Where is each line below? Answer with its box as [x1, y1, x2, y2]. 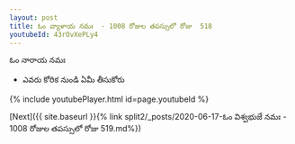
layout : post [9, 13, 58, 22]
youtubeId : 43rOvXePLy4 [9, 30, 99, 39]
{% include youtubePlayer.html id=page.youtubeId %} [9, 94, 210, 104]
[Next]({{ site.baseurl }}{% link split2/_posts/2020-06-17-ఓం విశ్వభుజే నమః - [9, 112, 287, 122]
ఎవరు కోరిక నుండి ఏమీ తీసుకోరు [22, 74, 125, 85]
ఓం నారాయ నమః [9, 55, 66, 66]
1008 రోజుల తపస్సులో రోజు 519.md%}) [9, 123, 142, 134]
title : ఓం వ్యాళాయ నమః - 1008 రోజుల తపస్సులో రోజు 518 [9, 22, 213, 31]
